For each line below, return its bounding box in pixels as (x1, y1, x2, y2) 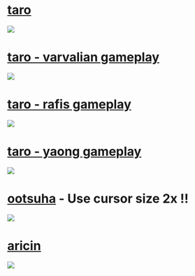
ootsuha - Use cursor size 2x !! (7, 191, 189, 206)
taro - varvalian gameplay (7, 50, 159, 65)
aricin (7, 238, 41, 254)
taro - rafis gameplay (7, 96, 131, 112)
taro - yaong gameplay (7, 144, 142, 159)
